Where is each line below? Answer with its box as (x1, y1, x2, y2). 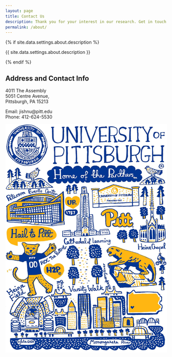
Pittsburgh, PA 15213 (5, 98, 49, 105)
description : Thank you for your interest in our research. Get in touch (5, 19, 167, 24)
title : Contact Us (5, 13, 45, 19)
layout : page (5, 8, 33, 13)
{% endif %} (5, 59, 32, 65)
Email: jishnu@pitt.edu (5, 108, 52, 115)
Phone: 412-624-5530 (5, 114, 53, 120)
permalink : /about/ (5, 25, 47, 30)
